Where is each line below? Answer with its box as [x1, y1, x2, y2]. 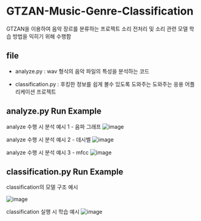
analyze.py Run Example [6, 106, 102, 117]
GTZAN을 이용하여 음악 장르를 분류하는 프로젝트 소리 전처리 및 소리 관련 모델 [6, 25, 188, 32]
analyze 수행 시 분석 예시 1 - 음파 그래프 [6, 123, 101, 130]
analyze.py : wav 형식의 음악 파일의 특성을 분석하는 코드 [15, 67, 150, 75]
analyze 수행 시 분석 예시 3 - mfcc [6, 149, 89, 156]
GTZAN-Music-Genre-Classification [6, 4, 194, 18]
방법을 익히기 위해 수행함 [12, 32, 72, 40]
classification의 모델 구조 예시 [6, 183, 78, 191]
